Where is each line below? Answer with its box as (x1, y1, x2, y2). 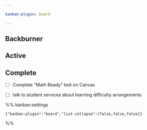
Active (5, 51, 26, 60)
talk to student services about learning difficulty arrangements (12, 92, 142, 98)
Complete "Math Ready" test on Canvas (12, 82, 95, 88)
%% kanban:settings (5, 102, 49, 108)
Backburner (5, 34, 43, 43)
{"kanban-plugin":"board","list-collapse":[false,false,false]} (5, 111, 142, 116)
